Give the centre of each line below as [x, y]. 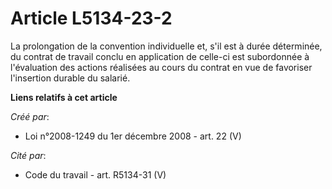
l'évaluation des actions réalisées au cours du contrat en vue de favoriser [161, 67]
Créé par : [30, 116]
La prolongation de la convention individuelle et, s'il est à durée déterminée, [166, 46]
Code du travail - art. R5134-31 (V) [95, 174]
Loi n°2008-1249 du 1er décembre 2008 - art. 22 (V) [133, 136]
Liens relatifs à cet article [64, 97]
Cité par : [28, 155]
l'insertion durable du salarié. [70, 78]
